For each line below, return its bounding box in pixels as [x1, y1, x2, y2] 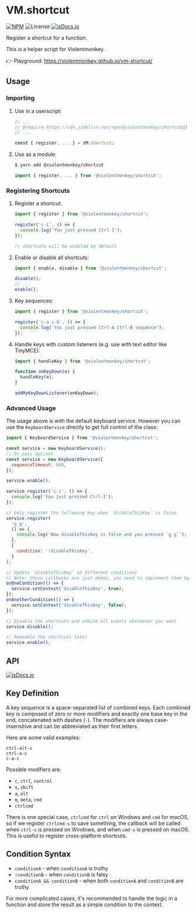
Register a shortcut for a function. [6, 34, 88, 41]
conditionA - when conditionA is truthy [14, 865, 108, 872]
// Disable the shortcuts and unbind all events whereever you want [6, 618, 177, 624]
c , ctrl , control [14, 777, 53, 784]
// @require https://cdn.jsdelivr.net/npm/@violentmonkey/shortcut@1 [14, 124, 188, 130]
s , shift [14, 783, 34, 790]
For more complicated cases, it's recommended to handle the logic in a [6, 895, 177, 902]
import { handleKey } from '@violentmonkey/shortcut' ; [14, 358, 152, 364]
